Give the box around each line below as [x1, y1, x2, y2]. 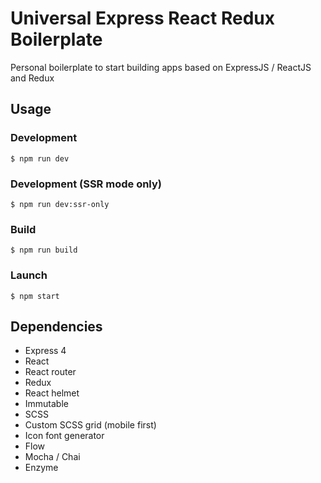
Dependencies [10, 318, 103, 335]
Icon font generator [24, 430, 105, 442]
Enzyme [24, 462, 59, 474]
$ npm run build [10, 245, 78, 256]
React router [24, 366, 77, 378]
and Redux [10, 72, 55, 84]
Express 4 [24, 345, 67, 357]
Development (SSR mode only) [10, 177, 162, 191]
